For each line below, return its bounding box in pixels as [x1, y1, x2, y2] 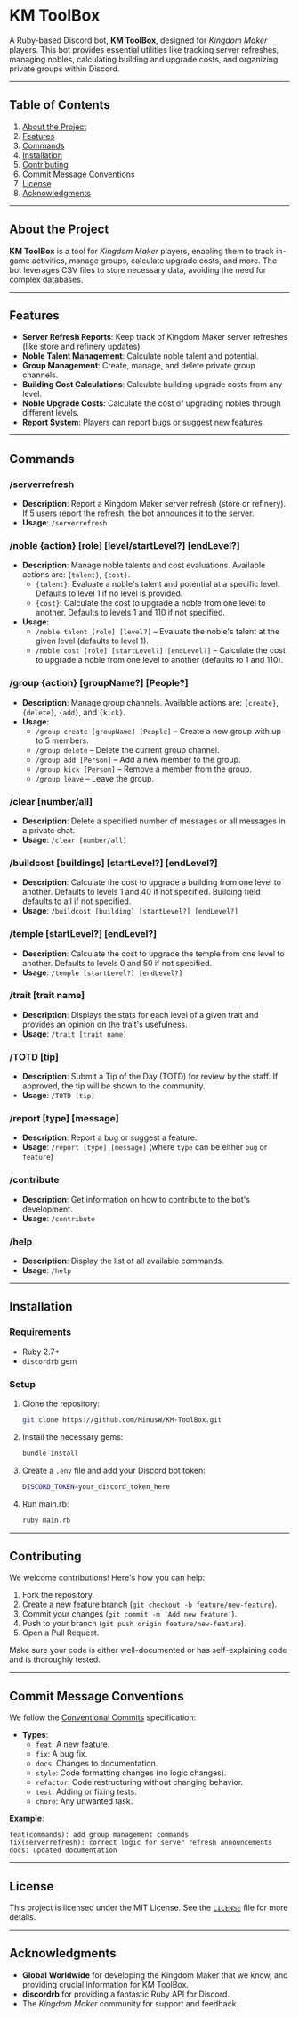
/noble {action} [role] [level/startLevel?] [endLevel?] [9, 539, 240, 551]
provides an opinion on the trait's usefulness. [21, 1019, 189, 1030]
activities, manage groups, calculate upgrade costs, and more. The [31, 255, 278, 266]
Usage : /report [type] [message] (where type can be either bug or [21, 1142, 268, 1153]
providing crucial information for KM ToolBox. [21, 1979, 190, 1989]
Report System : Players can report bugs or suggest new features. [21, 417, 265, 428]
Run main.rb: [21, 1498, 69, 1509]
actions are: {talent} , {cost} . [21, 569, 131, 580]
